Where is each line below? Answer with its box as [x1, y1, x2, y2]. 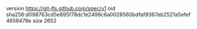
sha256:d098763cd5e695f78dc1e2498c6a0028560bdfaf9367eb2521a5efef [6, 11, 191, 18]
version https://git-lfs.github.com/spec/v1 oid [6, 5, 116, 12]
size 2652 [32, 17, 57, 24]
